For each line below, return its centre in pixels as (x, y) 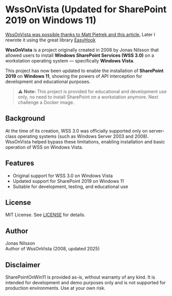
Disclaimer (23, 265)
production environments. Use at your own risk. (56, 288)
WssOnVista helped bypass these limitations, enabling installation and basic (85, 141)
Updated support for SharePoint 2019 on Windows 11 (68, 181)
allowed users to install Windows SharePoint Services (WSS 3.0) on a (80, 55)
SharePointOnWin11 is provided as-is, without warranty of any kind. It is (80, 277)
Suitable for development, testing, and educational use (70, 186)
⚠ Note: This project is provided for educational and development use (92, 91)
